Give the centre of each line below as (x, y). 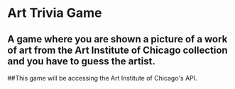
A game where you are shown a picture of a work (117, 39)
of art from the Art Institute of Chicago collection (118, 50)
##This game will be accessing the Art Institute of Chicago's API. (102, 78)
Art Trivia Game (55, 13)
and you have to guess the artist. (82, 61)
